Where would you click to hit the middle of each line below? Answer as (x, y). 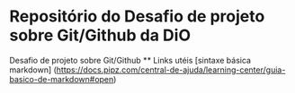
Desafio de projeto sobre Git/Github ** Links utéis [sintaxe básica (130, 60)
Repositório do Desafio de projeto (137, 17)
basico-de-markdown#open (62, 79)
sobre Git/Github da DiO (100, 35)
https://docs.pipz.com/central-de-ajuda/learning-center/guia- (171, 70)
